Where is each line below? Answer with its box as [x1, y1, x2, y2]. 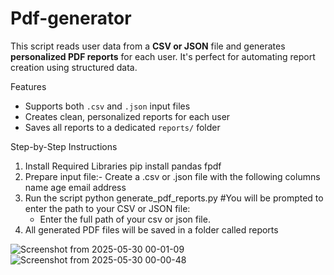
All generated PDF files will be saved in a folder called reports [24, 223, 279, 236]
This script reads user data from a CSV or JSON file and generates [10, 40, 286, 52]
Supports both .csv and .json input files [24, 100, 191, 112]
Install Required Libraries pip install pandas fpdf [24, 160, 222, 172]
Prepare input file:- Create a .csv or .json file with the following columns [24, 170, 321, 182]
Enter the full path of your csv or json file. [39, 213, 211, 225]
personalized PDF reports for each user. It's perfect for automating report [10, 50, 316, 62]
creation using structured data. [10, 61, 138, 73]
